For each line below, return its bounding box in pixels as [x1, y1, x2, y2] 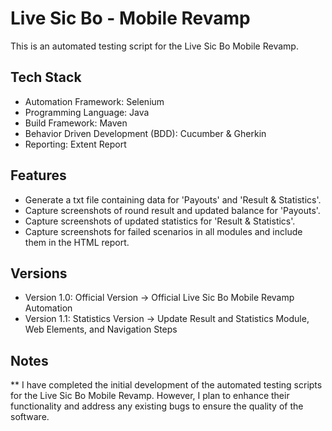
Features [10, 167, 67, 184]
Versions [10, 265, 68, 282]
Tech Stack [10, 69, 82, 86]
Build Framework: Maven [24, 117, 128, 129]
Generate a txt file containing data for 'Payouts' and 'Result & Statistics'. [24, 193, 322, 206]
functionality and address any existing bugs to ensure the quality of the [10, 400, 304, 412]
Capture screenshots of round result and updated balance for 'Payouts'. [24, 204, 321, 216]
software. [10, 411, 50, 423]
